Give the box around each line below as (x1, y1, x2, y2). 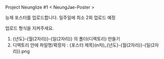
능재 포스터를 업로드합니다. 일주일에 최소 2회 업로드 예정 (5, 14, 116, 20)
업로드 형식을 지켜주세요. (5, 25, 54, 31)
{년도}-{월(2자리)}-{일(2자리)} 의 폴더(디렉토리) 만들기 (12, 36, 120, 41)
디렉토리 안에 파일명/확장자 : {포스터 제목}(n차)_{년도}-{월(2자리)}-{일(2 (12, 42, 155, 48)
